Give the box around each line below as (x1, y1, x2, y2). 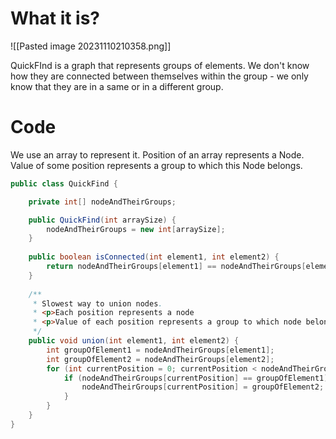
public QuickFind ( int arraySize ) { (28, 215, 177, 225)
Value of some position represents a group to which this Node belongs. (10, 159, 303, 171)
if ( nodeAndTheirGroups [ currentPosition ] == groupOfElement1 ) (63, 373, 329, 383)
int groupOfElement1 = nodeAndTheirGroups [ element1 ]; (46, 345, 275, 355)
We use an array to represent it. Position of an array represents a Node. (10, 148, 305, 161)
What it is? (10, 7, 101, 30)
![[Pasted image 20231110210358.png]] (10, 40, 172, 52)
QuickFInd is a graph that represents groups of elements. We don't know (10, 59, 310, 71)
